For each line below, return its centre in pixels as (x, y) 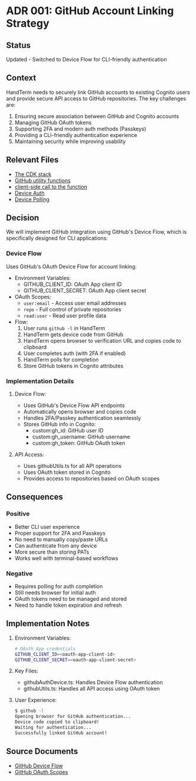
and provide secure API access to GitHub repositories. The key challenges (96, 98)
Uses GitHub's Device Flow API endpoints (74, 405)
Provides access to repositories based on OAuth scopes (92, 479)
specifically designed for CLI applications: (57, 238)
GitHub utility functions (42, 180)
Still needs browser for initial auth (55, 593)
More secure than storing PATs (52, 552)
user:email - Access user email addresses (75, 303)
